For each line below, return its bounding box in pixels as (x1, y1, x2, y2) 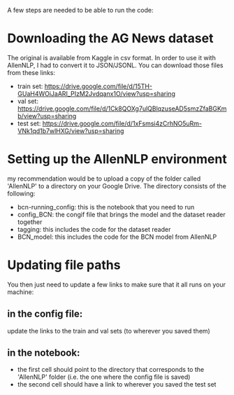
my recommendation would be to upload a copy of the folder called (7, 174, 201, 183)
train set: (17, 82, 43, 90)
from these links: (7, 68, 56, 76)
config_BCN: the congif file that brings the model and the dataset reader (17, 210, 226, 219)
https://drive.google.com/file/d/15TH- (44, 82, 152, 90)
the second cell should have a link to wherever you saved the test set (17, 380, 217, 389)
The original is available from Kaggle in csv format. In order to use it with (7, 53, 217, 62)
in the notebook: (7, 347, 80, 359)
